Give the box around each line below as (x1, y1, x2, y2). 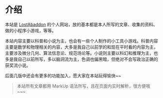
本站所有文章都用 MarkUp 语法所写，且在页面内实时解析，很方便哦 (16, 83, 150, 89)
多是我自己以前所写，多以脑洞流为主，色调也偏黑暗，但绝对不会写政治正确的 (5, 56, 158, 62)
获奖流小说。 (5, 62, 31, 68)
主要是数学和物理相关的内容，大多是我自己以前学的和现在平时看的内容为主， (5, 44, 158, 50)
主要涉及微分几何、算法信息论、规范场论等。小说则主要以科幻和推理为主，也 (5, 50, 158, 56)
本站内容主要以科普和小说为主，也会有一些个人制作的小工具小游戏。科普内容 (5, 38, 158, 44)
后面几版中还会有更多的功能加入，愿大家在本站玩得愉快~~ (5, 73, 121, 78)
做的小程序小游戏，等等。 (5, 27, 56, 33)
